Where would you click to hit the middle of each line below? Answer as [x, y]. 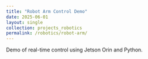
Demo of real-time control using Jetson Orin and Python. [75, 50]
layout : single [25, 22]
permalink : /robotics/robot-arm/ [47, 33]
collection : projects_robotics [44, 28]
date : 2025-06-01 [27, 17]
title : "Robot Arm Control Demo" [47, 11]
